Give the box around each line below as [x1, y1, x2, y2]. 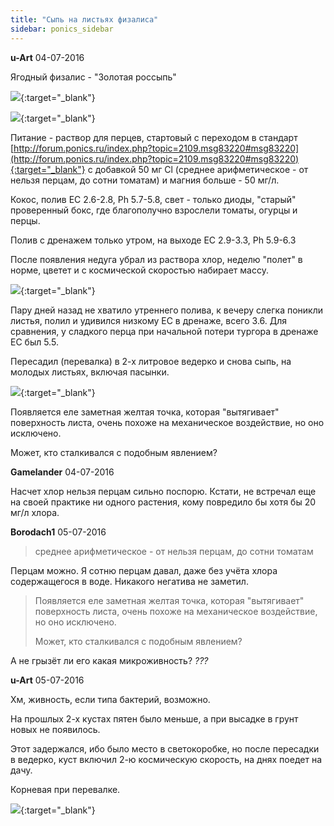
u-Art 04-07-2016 [10, 51, 85, 63]
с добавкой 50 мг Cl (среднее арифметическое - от [87, 163, 309, 175]
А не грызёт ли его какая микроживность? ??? [10, 654, 209, 666]
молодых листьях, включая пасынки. [10, 366, 170, 378]
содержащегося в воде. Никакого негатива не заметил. [10, 575, 249, 587]
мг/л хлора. [10, 506, 60, 518]
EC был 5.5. [10, 336, 59, 348]
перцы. [10, 214, 41, 226]
